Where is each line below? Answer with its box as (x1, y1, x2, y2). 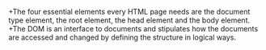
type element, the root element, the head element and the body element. (8, 15, 251, 25)
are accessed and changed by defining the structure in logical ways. (8, 32, 237, 42)
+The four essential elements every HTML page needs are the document (8, 7, 251, 16)
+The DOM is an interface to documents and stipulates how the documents (8, 24, 259, 33)
